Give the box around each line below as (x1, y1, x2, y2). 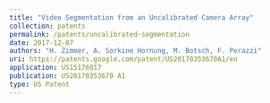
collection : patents (9, 21, 87, 30)
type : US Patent (9, 80, 70, 89)
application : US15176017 (9, 64, 102, 73)
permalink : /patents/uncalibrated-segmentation (9, 30, 190, 39)
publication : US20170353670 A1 (9, 72, 126, 81)
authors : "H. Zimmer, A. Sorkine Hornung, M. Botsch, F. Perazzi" (9, 47, 262, 56)
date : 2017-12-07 (9, 38, 74, 47)
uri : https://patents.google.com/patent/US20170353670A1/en (9, 55, 239, 64)
